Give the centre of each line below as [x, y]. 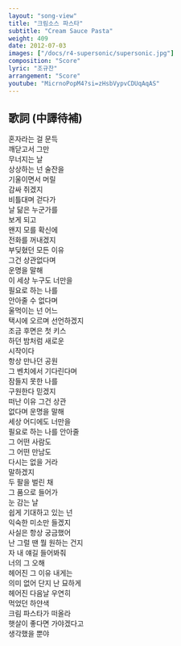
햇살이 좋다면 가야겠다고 [46, 623]
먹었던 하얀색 [29, 603]
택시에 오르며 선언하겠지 [46, 321]
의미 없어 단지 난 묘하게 [45, 583]
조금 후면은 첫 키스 [37, 331]
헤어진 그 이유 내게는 [41, 573]
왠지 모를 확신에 [33, 230]
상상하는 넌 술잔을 [36, 170]
